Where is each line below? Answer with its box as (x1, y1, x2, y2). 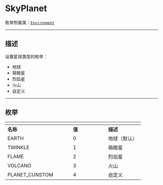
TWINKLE (7, 144, 30, 151)
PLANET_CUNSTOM (7, 171, 53, 178)
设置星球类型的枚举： (5, 53, 48, 59)
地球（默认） (108, 135, 138, 142)
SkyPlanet (5, 3, 48, 14)
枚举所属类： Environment (5, 19, 55, 25)
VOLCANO (7, 162, 32, 169)
